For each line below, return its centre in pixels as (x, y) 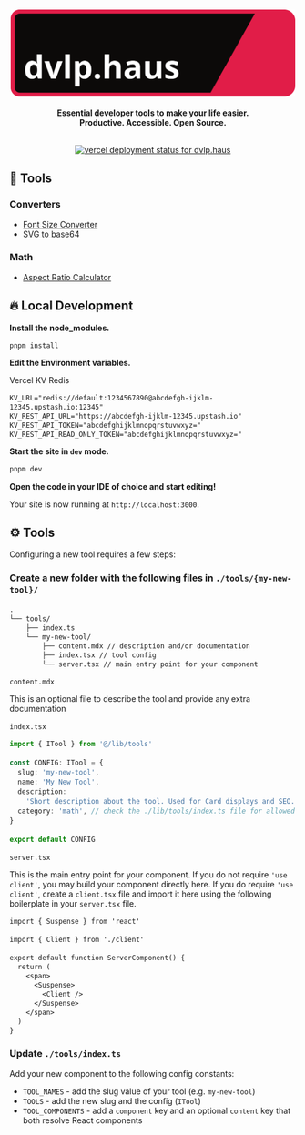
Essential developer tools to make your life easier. (153, 113)
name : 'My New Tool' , (59, 782)
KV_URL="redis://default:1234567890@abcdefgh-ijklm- (112, 398)
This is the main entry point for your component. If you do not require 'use (149, 875)
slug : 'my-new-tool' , (59, 773)
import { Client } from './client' (77, 940)
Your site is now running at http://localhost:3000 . (105, 504)
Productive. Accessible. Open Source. (153, 122)
